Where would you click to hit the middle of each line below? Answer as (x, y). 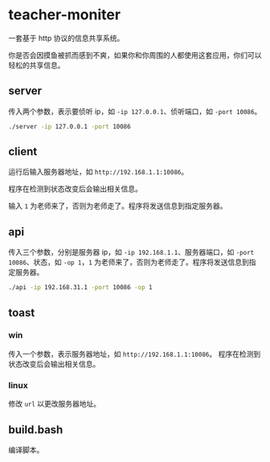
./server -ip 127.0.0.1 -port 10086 (70, 126)
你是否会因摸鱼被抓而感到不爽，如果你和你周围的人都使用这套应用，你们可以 (135, 55)
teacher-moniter (65, 15)
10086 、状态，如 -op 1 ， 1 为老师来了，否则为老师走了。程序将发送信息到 (129, 262)
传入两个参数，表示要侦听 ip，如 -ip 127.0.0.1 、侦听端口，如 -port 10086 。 (135, 111)
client (23, 151)
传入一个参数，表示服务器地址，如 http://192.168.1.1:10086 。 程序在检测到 (135, 354)
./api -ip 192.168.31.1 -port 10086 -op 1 (80, 288)
